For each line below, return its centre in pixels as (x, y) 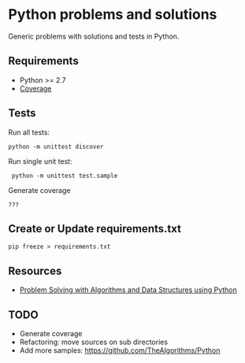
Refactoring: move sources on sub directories (93, 342)
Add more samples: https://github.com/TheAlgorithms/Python (120, 350)
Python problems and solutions (113, 15)
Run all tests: (29, 132)
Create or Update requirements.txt (95, 229)
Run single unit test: (40, 161)
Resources (35, 270)
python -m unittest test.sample (65, 176)
